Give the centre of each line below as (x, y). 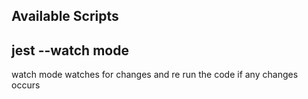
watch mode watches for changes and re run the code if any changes (155, 75)
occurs (26, 85)
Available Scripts (65, 16)
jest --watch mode (70, 50)
